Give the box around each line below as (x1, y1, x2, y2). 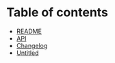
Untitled (16, 49, 39, 57)
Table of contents (6, 5, 109, 20)
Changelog (16, 41, 48, 49)
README (16, 27, 42, 35)
